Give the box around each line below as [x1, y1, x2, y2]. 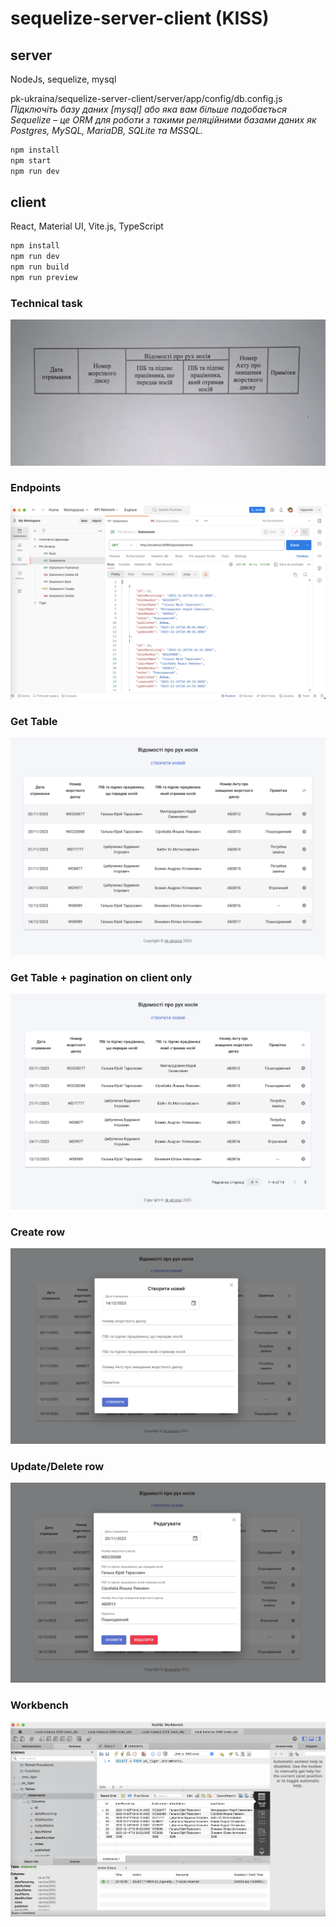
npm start [10, 155, 52, 166]
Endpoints [10, 481, 62, 495]
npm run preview [10, 273, 78, 283]
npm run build [10, 262, 70, 272]
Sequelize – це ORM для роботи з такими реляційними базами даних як [10, 114, 317, 126]
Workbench [10, 1698, 69, 1712]
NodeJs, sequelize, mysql [10, 73, 117, 85]
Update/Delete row [10, 1460, 105, 1474]
